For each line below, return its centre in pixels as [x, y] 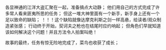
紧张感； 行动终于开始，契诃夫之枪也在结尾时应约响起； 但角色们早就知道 [85, 26]
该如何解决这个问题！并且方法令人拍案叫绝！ [51, 32]
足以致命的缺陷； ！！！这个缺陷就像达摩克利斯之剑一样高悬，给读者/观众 [81, 20]
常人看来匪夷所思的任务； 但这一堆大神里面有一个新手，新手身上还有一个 [84, 13]
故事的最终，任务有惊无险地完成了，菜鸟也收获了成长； [62, 43]
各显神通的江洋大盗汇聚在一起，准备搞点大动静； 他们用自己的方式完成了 [80, 7]
